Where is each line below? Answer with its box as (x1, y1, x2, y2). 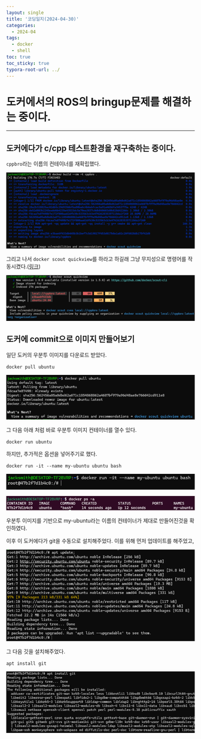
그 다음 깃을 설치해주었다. (6, 648, 66, 655)
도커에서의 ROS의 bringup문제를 (6, 95, 160, 109)
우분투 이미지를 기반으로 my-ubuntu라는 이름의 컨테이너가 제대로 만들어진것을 (6, 516, 188, 524)
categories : (6, 22, 36, 28)
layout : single (6, 10, 44, 16)
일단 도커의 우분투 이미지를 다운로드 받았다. (6, 351, 107, 358)
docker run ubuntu (6, 438, 52, 445)
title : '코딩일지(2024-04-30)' (6, 16, 80, 22)
